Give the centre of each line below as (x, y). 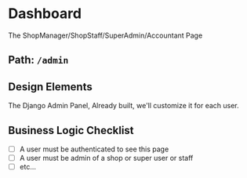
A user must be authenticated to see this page (94, 149)
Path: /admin (38, 60)
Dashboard (45, 14)
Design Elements (50, 87)
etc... (28, 167)
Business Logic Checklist (71, 130)
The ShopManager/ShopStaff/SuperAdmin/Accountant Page (105, 35)
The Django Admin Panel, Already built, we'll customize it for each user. (123, 106)
